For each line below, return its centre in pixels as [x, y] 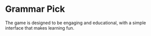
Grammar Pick [35, 9]
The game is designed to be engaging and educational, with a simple [76, 23]
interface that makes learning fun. [40, 28]
